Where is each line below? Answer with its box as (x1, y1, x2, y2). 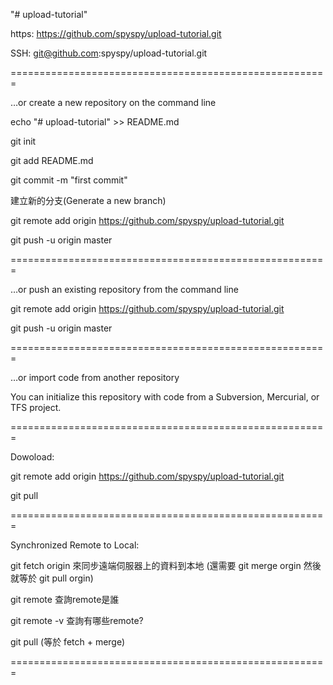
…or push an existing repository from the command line (10, 284, 239, 295)
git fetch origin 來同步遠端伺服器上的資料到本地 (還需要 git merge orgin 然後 (10, 560, 322, 571)
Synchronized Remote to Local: (10, 539, 140, 551)
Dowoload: (10, 451, 55, 463)
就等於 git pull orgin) (10, 572, 94, 584)
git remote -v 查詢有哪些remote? (10, 615, 144, 626)
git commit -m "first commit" (10, 174, 128, 186)
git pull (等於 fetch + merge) (10, 636, 126, 648)
